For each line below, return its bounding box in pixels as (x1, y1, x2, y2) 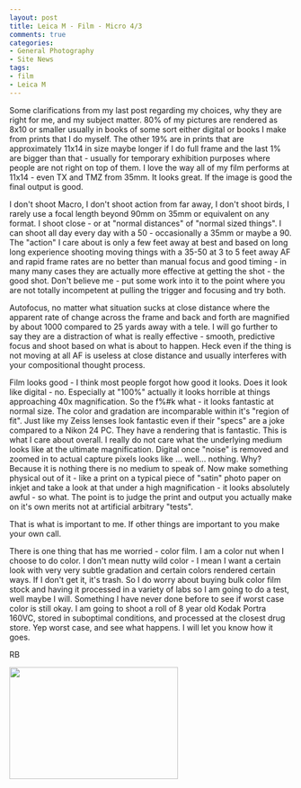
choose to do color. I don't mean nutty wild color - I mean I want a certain (9, 555, 281, 566)
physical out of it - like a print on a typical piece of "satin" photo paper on (9, 472, 281, 483)
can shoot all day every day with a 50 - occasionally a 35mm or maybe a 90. (9, 227, 292, 238)
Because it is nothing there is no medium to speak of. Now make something (9, 462, 289, 473)
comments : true (9, 30, 66, 39)
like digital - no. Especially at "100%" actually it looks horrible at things (9, 386, 271, 397)
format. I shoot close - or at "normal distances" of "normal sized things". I (9, 218, 282, 228)
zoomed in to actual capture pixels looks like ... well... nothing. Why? (9, 453, 262, 464)
